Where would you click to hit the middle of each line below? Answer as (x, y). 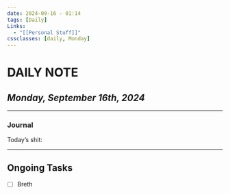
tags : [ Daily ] (27, 20)
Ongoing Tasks (40, 168)
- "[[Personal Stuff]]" (47, 32)
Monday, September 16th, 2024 (76, 97)
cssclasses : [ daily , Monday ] (49, 39)
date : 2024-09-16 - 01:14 (44, 13)
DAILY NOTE (43, 73)
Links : (16, 26)
